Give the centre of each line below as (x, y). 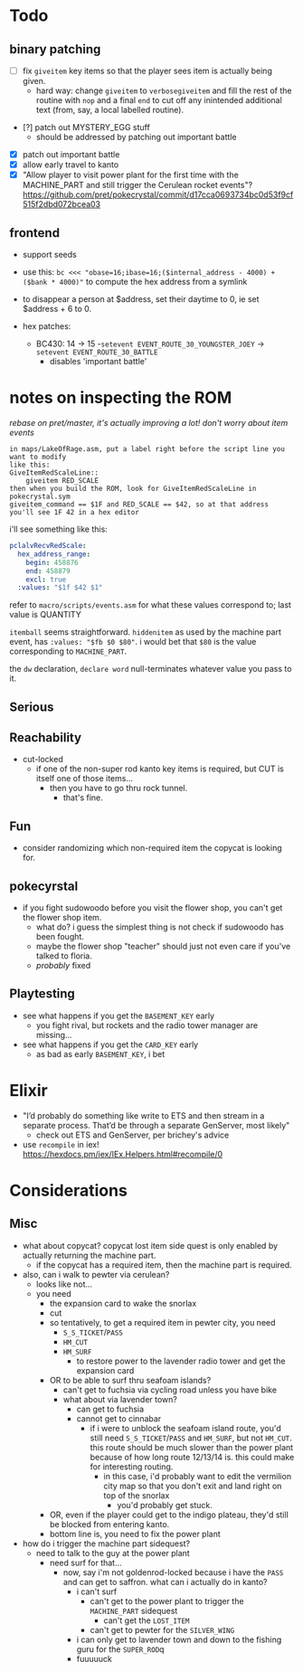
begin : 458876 (52, 562)
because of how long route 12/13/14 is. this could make (192, 1457)
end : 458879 (48, 571)
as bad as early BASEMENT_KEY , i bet (100, 1053)
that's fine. (83, 798)
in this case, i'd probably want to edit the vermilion (198, 1476)
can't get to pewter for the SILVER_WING (162, 1629)
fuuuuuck (95, 1658)
